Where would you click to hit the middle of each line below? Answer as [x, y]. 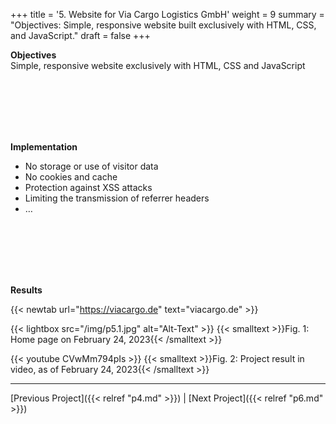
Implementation [44, 147]
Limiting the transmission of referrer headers [117, 198]
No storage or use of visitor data [91, 166]
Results [26, 290]
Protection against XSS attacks [88, 187]
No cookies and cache [71, 177]
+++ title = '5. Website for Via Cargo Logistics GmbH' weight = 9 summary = [167, 14]
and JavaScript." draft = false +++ [80, 35]
